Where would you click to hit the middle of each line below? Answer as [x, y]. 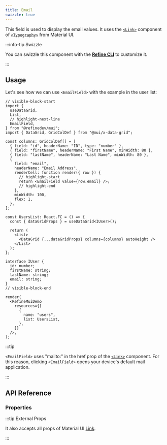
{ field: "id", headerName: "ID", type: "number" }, [67, 146]
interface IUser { [25, 262]
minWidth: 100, [30, 195]
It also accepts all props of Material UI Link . [51, 428]
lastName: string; [29, 275]
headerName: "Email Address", [46, 168]
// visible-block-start [30, 102]
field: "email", [32, 164]
